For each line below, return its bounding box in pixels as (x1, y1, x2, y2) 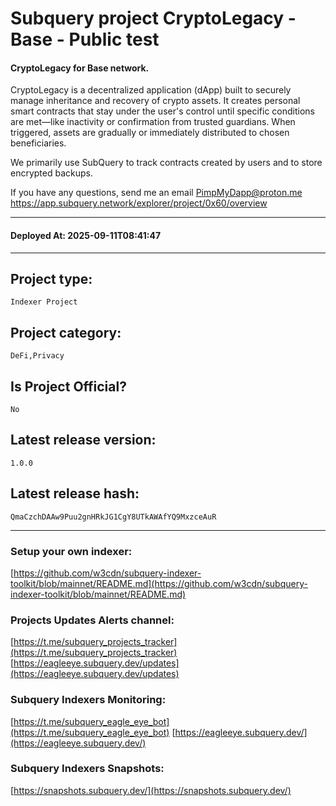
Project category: (10, 324, 122, 341)
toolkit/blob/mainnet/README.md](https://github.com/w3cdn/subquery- (10, 577, 308, 589)
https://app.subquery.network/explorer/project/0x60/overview (10, 197, 268, 209)
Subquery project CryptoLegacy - (10, 7, 297, 30)
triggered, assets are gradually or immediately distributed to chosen (10, 127, 290, 139)
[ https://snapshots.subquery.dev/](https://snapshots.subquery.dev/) (10, 784, 292, 796)
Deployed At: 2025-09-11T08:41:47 (10, 229, 162, 241)
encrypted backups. (10, 167, 94, 179)
